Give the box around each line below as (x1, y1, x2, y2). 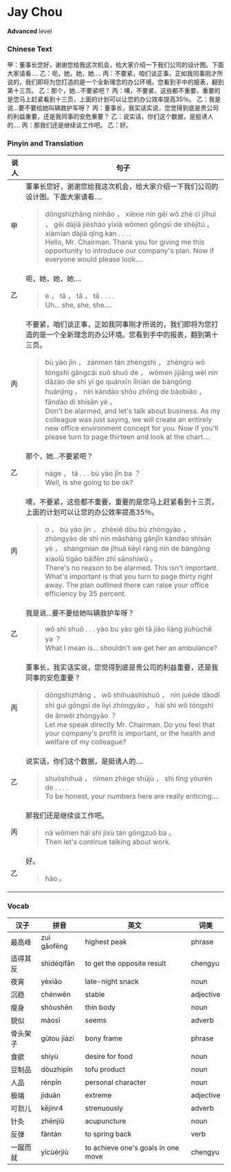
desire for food (85, 1051, 133, 1061)
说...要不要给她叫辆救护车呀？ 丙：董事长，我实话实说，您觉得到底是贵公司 (7, 104, 219, 112)
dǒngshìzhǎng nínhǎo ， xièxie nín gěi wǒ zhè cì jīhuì (45, 209, 217, 219)
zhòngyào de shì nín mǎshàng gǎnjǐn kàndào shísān (45, 534, 212, 543)
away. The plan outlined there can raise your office (45, 580, 210, 589)
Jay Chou (7, 4, 63, 20)
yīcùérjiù (41, 1147, 69, 1157)
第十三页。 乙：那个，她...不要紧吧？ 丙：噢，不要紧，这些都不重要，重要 (7, 87, 214, 95)
